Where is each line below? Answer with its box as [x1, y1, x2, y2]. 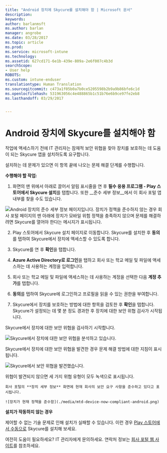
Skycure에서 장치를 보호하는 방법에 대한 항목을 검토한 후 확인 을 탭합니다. [12, 301, 155, 308]
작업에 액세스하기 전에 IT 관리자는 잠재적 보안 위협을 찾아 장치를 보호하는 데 [5, 145, 152, 151]
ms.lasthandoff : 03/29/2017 [5, 96, 64, 101]
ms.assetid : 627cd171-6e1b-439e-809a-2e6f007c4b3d [5, 59, 113, 64]
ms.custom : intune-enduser [5, 77, 61, 82]
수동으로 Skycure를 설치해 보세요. [10, 426, 77, 432]
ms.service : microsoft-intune [5, 49, 68, 54]
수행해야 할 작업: [5, 173, 37, 179]
